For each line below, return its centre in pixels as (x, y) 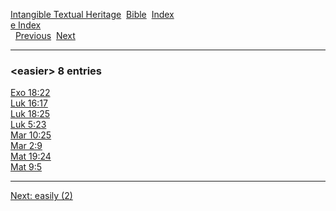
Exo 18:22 (30, 93)
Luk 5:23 (28, 125)
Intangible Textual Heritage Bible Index (92, 14)
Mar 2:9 (26, 146)
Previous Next (45, 35)
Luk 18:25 (30, 114)
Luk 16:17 (29, 103)
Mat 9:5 (26, 167)
